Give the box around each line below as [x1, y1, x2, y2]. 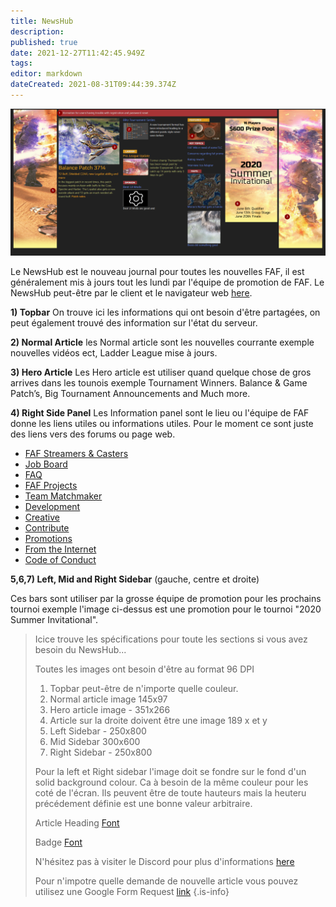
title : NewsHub [10, 16, 74, 26]
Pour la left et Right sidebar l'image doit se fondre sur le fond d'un [34, 766, 307, 778]
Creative [24, 511, 60, 524]
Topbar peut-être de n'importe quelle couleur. [49, 683, 239, 695]
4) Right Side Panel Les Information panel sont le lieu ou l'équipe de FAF [10, 407, 310, 419]
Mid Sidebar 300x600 [49, 736, 141, 748]
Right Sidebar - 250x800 [49, 746, 153, 759]
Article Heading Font [34, 817, 120, 829]
